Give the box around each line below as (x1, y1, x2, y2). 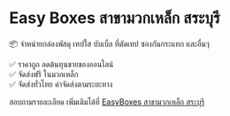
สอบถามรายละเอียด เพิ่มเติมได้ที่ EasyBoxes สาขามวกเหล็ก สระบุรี (9, 97, 205, 107)
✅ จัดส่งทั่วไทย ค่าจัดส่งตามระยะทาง (9, 79, 113, 89)
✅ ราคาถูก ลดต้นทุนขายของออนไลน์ (9, 58, 114, 69)
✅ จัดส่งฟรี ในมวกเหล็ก (9, 68, 79, 79)
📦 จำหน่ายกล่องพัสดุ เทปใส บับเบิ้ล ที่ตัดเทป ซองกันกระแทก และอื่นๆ (9, 38, 210, 49)
